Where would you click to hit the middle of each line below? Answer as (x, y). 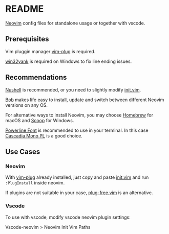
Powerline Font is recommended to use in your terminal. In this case (77, 130)
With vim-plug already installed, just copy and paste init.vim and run (77, 177)
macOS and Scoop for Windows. (40, 120)
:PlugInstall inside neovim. (35, 183)
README (25, 9)
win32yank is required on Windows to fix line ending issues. (69, 61)
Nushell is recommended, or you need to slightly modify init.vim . (73, 89)
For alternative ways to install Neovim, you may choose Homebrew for (79, 115)
